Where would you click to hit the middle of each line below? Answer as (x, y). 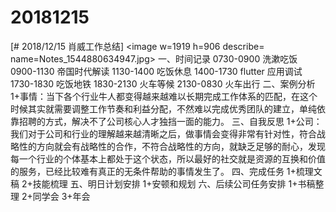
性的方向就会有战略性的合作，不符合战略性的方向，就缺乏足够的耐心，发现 (172, 146)
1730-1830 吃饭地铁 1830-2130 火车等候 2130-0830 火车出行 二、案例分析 (163, 83)
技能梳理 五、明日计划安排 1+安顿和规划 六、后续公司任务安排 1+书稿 (174, 183)
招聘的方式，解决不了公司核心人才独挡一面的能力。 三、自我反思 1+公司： (170, 121)
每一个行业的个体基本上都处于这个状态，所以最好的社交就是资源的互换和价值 (168, 158)
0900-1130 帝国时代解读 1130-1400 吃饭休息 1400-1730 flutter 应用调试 (156, 71)
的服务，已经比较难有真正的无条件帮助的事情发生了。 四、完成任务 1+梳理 (162, 171)
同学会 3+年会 (61, 196)
